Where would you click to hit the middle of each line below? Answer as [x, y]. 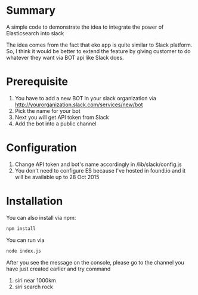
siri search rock [34, 287]
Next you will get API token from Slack [62, 117]
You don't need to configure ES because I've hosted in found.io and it [100, 170]
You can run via [25, 240]
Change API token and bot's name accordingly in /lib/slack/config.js [98, 164]
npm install [21, 228]
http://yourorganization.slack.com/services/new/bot [79, 105]
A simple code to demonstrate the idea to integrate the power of [85, 27]
